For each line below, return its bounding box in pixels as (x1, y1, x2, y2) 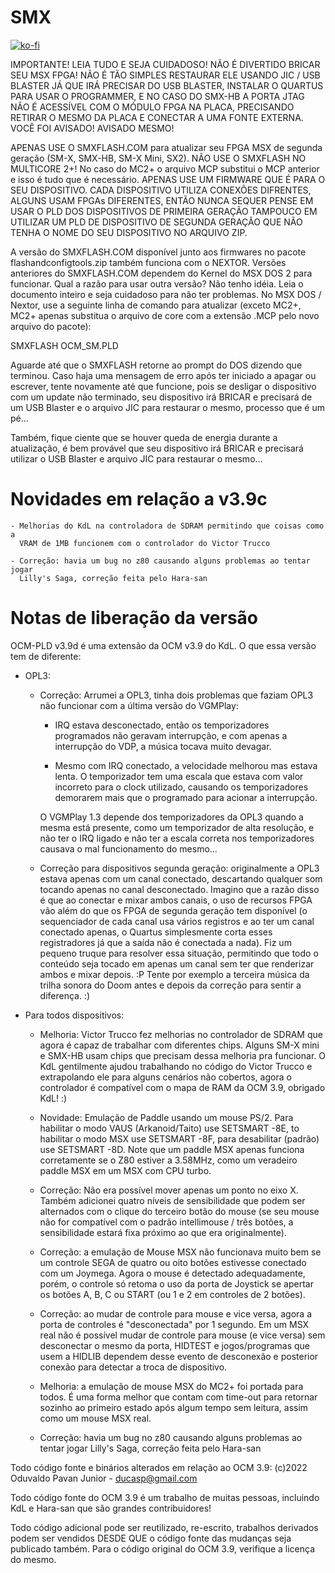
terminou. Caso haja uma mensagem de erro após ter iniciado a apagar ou (10, 369, 317, 381)
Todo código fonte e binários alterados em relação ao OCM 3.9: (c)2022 (10, 1461, 308, 1473)
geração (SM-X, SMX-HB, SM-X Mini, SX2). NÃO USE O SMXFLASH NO (10, 152, 307, 164)
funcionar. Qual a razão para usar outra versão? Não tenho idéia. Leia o (10, 277, 304, 290)
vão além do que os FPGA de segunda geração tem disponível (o (39, 904, 308, 916)
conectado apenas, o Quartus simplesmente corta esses (39, 926, 273, 938)
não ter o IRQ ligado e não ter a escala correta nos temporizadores (39, 832, 315, 844)
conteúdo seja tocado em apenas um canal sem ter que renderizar (39, 957, 315, 970)
